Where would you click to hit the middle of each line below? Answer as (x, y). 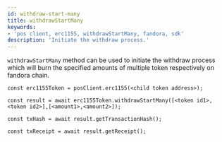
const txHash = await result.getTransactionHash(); (85, 119)
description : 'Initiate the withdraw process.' (79, 40)
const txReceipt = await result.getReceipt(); (77, 131)
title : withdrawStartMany (45, 20)
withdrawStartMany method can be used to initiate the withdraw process (111, 60)
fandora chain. (28, 76)
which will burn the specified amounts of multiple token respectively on (111, 68)
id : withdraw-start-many (44, 14)
